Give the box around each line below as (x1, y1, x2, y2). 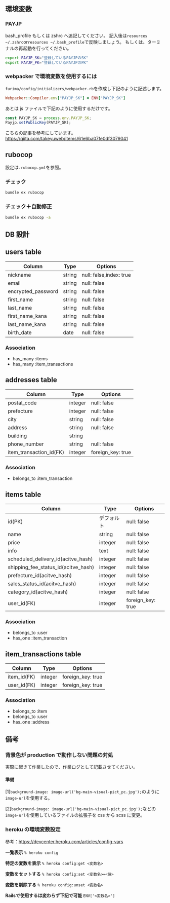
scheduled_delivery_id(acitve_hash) (8, 555, 93, 562)
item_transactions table (5, 650, 81, 658)
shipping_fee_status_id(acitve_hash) (8, 563, 95, 571)
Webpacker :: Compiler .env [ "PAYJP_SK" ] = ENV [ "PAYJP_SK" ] (5, 95, 125, 100)
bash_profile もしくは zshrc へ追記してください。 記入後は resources (5, 32, 148, 39)
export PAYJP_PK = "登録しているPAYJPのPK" (5, 60, 89, 65)
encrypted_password (8, 288, 58, 295)
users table (5, 248, 42, 256)
